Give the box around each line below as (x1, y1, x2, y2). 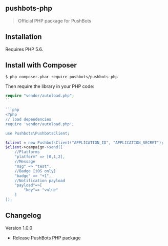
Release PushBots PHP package (12, 235, 81, 241)
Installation (5, 33, 42, 41)
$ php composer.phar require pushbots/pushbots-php (5, 74, 118, 80)
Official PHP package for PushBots (17, 17, 91, 24)
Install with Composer (5, 61, 77, 70)
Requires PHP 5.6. (5, 46, 44, 52)
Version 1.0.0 (5, 225, 33, 231)
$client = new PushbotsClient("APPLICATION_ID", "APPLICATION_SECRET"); (5, 140, 164, 145)
